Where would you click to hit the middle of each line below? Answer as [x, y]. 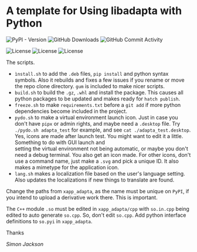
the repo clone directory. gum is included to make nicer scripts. [90, 86]
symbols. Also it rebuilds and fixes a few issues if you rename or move [99, 80]
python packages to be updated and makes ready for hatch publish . [97, 99]
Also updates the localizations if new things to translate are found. [94, 180]
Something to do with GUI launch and [60, 142]
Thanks [15, 233]
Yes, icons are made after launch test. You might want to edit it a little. [99, 136]
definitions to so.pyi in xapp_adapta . [49, 221]
